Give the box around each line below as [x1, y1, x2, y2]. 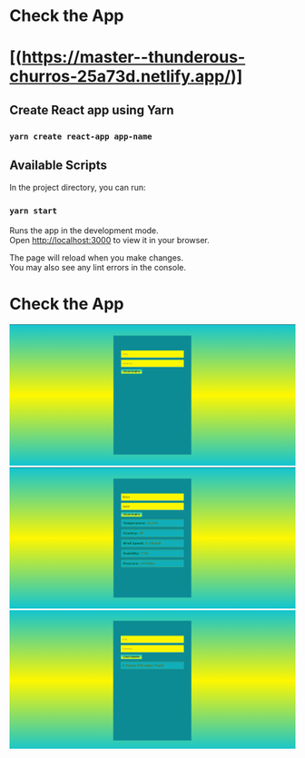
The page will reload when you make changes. [9, 251, 184, 263]
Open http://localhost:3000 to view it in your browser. [9, 234, 211, 245]
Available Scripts [9, 158, 107, 173]
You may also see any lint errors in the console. [9, 261, 186, 272]
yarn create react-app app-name [9, 131, 152, 142]
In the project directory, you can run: [9, 182, 146, 192]
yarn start [9, 206, 57, 216]
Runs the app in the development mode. [9, 224, 159, 236]
